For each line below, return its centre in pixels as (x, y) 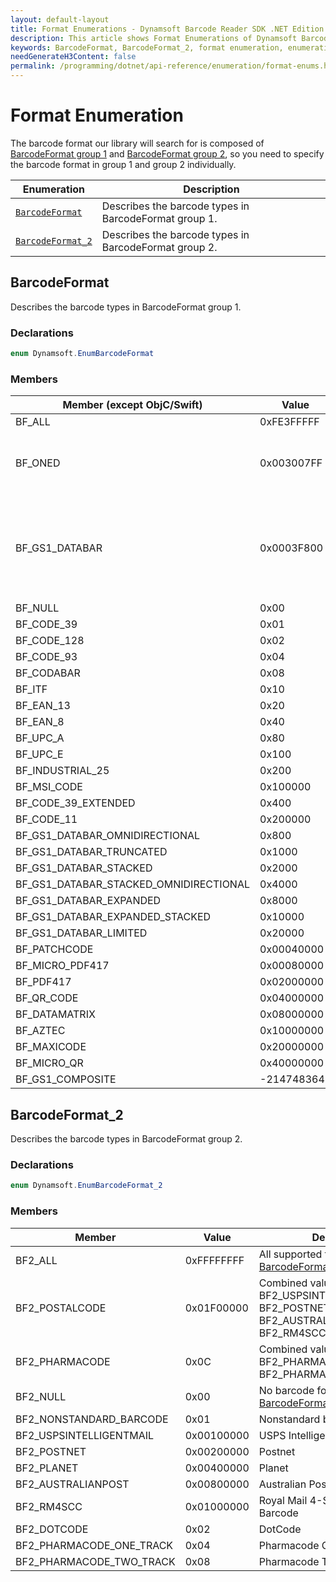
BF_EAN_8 (40, 722)
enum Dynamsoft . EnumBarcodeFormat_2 (86, 1186)
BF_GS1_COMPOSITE (66, 1079)
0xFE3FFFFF (289, 422)
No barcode (286, 1390)
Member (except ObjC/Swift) (132, 405)
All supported (290, 1254)
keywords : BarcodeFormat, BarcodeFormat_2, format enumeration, (147, 47)
